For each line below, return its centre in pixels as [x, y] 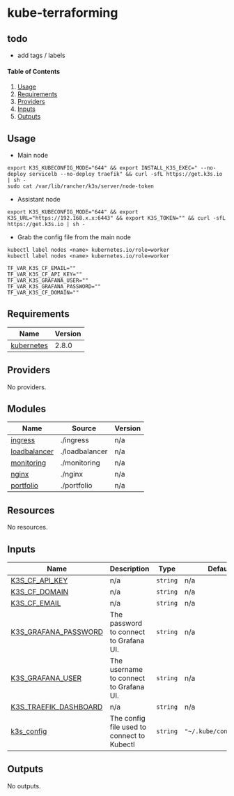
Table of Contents [34, 71]
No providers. [27, 387]
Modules [27, 409]
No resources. [28, 527]
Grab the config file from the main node [74, 237]
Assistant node [39, 200]
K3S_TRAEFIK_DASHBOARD [57, 707]
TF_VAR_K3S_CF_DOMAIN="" [43, 293]
